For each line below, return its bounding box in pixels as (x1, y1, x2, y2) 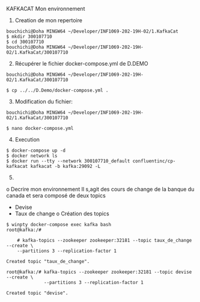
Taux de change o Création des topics (14, 210, 109, 217)
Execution (14, 136, 40, 143)
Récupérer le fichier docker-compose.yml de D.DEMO (14, 60, 148, 67)
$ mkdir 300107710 (6, 34, 52, 40)
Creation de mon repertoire (14, 17, 83, 23)
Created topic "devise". (6, 290, 68, 296)
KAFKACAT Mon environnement (6, 5, 85, 12)
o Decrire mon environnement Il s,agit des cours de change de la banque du (6, 186, 195, 193)
